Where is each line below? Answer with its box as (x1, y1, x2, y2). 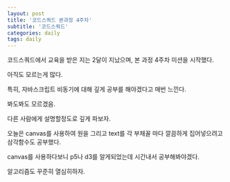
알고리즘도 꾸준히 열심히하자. (7, 167, 85, 176)
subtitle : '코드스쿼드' (7, 23, 69, 30)
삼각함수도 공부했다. (7, 138, 61, 146)
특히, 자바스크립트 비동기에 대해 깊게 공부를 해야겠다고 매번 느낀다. (7, 85, 187, 93)
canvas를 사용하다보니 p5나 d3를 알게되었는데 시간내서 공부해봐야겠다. (7, 153, 200, 161)
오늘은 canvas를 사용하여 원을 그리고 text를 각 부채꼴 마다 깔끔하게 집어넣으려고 (7, 129, 223, 138)
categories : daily (7, 29, 60, 37)
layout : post (7, 10, 45, 17)
